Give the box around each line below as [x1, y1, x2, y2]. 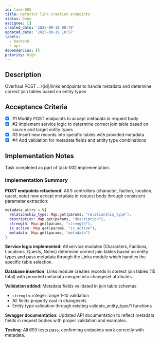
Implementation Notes [5, 152, 74, 160]
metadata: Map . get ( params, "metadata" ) [9, 230, 90, 235]
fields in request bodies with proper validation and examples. [5, 318, 127, 323]
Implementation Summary [5, 176, 68, 183]
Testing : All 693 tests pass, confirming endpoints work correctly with [5, 327, 144, 333]
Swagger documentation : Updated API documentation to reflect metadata [5, 312, 155, 318]
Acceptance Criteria [5, 103, 68, 111]
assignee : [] [5, 20, 32, 26]
